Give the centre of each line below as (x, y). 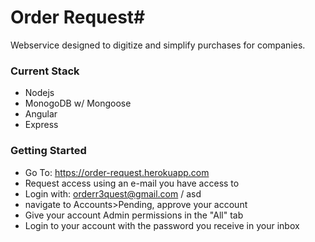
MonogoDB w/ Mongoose (78, 103)
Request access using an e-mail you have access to (132, 183)
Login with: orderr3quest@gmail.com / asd (113, 193)
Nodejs (39, 93)
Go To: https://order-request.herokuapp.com (117, 172)
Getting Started (48, 151)
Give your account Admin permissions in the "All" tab (134, 215)
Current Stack (45, 71)
